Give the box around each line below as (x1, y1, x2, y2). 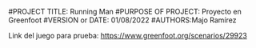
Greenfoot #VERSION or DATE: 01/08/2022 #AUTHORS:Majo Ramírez (8, 15, 237, 25)
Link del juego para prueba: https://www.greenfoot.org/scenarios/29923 (8, 31, 248, 40)
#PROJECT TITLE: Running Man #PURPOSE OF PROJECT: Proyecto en (8, 7, 242, 16)
